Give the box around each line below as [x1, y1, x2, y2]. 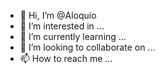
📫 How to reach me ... [19, 53, 113, 64]
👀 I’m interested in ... [19, 20, 105, 32]
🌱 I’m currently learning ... [19, 31, 127, 42]
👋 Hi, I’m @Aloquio [19, 10, 97, 21]
